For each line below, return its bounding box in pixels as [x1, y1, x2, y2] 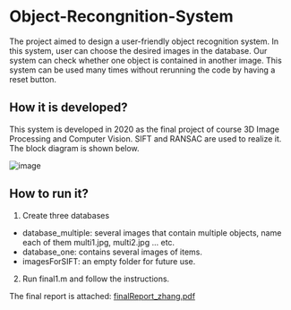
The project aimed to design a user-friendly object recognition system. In [9, 36, 279, 47]
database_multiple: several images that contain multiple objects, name [21, 227, 282, 238]
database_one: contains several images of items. [21, 246, 203, 257]
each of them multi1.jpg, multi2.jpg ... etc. [21, 237, 175, 247]
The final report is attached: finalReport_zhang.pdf [9, 290, 195, 301]
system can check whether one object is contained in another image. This [9, 55, 282, 65]
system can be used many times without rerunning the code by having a [9, 65, 276, 75]
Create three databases [21, 210, 110, 220]
